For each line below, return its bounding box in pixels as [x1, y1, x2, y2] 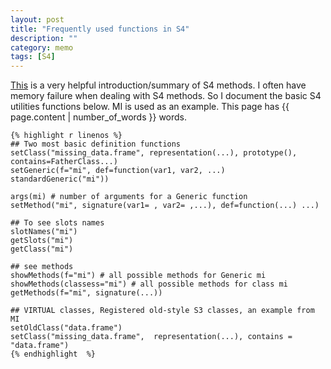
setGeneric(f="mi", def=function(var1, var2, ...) [10, 166, 226, 176]
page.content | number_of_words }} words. [10, 111, 188, 123]
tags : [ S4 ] [10, 52, 56, 62]
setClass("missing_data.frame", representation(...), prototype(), [10, 148, 298, 158]
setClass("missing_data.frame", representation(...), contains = [10, 332, 293, 342]
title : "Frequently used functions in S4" [10, 24, 190, 34]
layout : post [10, 14, 65, 25]
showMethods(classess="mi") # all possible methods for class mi [10, 279, 288, 290]
